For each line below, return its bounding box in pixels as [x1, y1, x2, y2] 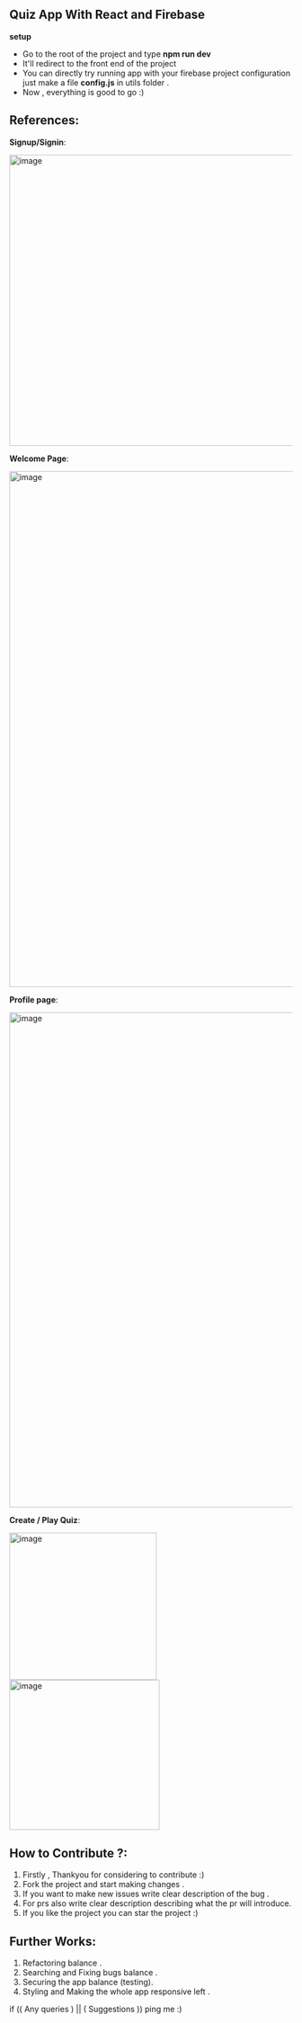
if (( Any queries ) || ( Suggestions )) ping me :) [9, 2004, 182, 2015]
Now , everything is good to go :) [22, 86, 145, 97]
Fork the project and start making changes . [22, 1879, 185, 1890]
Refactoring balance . [22, 1957, 102, 1968]
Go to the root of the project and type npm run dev [22, 49, 211, 59]
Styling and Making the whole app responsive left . [22, 1986, 210, 1997]
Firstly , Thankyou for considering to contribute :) [22, 1869, 205, 1880]
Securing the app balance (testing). [22, 1977, 154, 1988]
